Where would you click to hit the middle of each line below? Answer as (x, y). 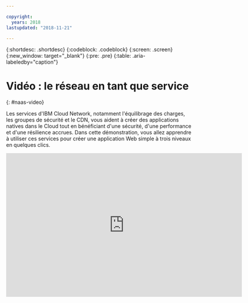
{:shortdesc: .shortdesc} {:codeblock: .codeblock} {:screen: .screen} (90, 50)
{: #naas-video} (25, 102)
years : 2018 (26, 22)
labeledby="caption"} (32, 62)
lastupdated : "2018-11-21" (39, 28)
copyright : (19, 17)
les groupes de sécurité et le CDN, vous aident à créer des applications (92, 120)
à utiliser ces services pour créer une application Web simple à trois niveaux (99, 139)
